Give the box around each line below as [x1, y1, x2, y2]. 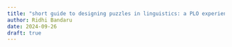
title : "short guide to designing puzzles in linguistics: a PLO [7, 10, 199, 17]
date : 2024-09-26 [7, 23, 57, 30]
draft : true [7, 29, 41, 37]
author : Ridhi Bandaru [7, 17, 72, 23]
